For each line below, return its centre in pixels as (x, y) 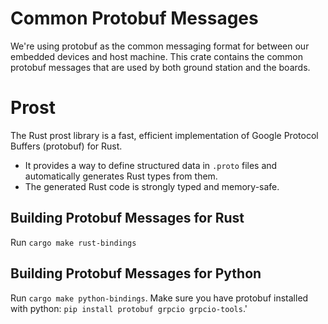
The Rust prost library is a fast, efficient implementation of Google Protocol (164, 135)
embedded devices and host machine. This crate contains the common (157, 56)
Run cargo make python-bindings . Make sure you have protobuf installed (159, 298)
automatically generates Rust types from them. (121, 176)
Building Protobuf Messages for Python (136, 273)
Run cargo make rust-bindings (73, 242)
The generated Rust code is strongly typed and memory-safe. (152, 186)
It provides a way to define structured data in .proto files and (151, 165)
